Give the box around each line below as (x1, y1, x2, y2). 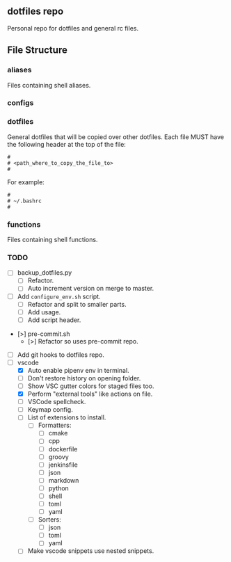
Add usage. (27, 307, 61, 316)
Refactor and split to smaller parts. (27, 300, 127, 308)
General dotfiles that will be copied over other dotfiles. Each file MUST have (7, 132, 225, 141)
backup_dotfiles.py (17, 268, 72, 277)
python (48, 483, 70, 492)
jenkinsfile (48, 460, 78, 469)
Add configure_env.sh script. (17, 292, 101, 300)
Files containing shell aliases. (7, 81, 91, 89)
